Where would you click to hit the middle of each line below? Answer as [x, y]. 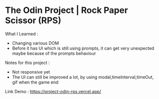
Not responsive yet [31, 72]
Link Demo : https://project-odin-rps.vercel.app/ [53, 91]
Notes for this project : [27, 62]
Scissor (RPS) [33, 20]
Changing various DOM [35, 43]
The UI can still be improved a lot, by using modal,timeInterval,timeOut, [83, 77]
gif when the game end [35, 82]
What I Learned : [22, 34]
